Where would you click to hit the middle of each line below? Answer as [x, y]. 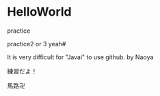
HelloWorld [39, 12]
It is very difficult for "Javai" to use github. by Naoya [80, 57]
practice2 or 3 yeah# [37, 44]
